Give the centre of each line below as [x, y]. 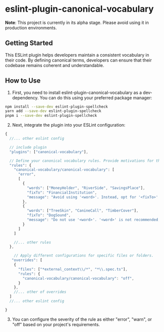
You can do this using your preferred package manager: [96, 98]
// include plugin [28, 147]
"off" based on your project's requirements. [56, 324]
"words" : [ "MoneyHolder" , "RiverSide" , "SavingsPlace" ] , [86, 188]
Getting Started [29, 43]
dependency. [25, 98]
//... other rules [32, 242]
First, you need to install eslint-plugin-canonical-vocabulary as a [77, 92]
